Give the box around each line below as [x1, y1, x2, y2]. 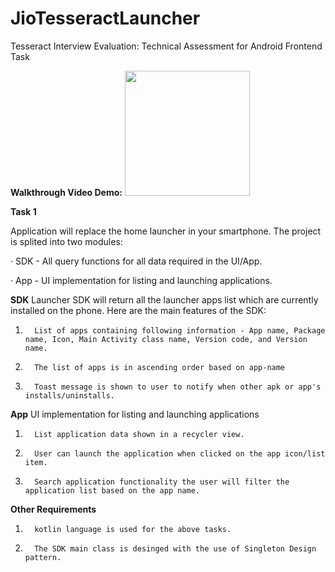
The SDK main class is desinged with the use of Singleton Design [34, 543, 317, 554]
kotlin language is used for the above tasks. [34, 524, 232, 534]
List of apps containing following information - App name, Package [34, 325, 326, 336]
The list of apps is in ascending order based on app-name [34, 362, 286, 372]
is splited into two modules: [10, 235, 123, 247]
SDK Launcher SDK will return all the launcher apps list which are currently [10, 293, 319, 306]
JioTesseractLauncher [10, 7, 201, 30]
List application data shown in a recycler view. [34, 429, 245, 439]
